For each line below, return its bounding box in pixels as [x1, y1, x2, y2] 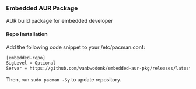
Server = [6, 66, 27, 72]
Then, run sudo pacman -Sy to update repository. [6, 76, 121, 83]
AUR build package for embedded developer [6, 17, 114, 24]
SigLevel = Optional [6, 60, 57, 66]
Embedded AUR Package [6, 4, 78, 12]
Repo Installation [6, 30, 48, 37]
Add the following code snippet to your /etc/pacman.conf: [6, 44, 146, 51]
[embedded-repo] [6, 55, 45, 60]
